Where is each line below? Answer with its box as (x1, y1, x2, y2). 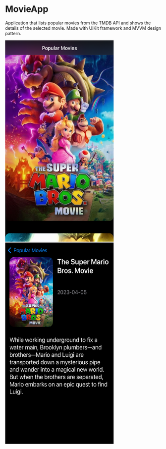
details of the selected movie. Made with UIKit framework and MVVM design (5, 25, 162, 31)
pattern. (5, 30, 21, 36)
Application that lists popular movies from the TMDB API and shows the (5, 20, 151, 26)
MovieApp (5, 3, 49, 15)
